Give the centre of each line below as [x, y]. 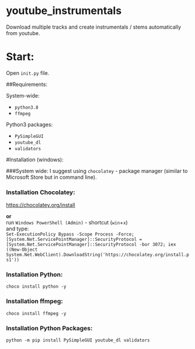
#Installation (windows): [35, 160]
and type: [18, 229]
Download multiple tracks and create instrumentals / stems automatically [94, 27]
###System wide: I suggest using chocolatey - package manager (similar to [97, 171]
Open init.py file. [28, 73]
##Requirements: [27, 84]
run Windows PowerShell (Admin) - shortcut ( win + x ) [67, 223]
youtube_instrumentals [64, 11]
